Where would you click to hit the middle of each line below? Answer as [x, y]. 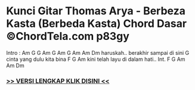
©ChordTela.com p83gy [68, 36]
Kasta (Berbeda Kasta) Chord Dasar [96, 24]
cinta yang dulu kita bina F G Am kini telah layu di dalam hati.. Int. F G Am [96, 59]
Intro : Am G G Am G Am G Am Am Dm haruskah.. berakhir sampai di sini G [98, 52]
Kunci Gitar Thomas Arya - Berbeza [96, 11]
